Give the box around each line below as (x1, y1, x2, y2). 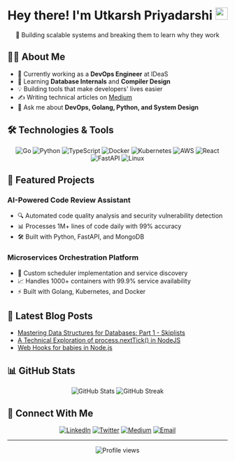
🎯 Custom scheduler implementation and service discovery (17, 269, 188, 277)
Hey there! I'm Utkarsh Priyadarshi (7, 8, 213, 24)
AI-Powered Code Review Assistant (7, 195, 131, 205)
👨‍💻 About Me (7, 51, 66, 63)
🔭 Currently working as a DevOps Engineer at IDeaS (17, 69, 169, 78)
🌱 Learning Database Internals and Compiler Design (17, 77, 171, 86)
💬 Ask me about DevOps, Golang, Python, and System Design (17, 102, 199, 112)
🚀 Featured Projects (7, 174, 95, 186)
